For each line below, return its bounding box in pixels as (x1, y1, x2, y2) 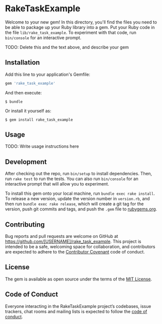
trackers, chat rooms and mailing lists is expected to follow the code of (5, 308, 147, 314)
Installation (5, 58, 40, 67)
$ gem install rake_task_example (5, 117, 73, 122)
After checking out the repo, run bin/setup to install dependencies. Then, (5, 171, 152, 177)
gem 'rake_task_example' (5, 81, 56, 86)
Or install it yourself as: (5, 108, 51, 114)
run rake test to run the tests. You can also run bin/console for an (5, 176, 139, 182)
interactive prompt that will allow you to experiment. (5, 181, 109, 187)
